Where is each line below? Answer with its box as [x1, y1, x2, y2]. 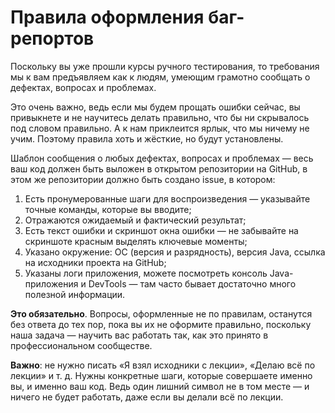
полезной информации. [24, 288, 126, 300]
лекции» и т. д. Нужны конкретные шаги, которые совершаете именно [10, 369, 313, 381]
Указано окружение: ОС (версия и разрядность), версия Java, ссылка [24, 246, 326, 258]
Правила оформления [10, 6, 205, 29]
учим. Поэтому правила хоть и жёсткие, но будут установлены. [10, 132, 284, 145]
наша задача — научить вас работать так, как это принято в [10, 329, 269, 341]
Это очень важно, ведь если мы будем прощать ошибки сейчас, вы [10, 101, 301, 113]
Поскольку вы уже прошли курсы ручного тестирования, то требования [10, 60, 320, 72]
